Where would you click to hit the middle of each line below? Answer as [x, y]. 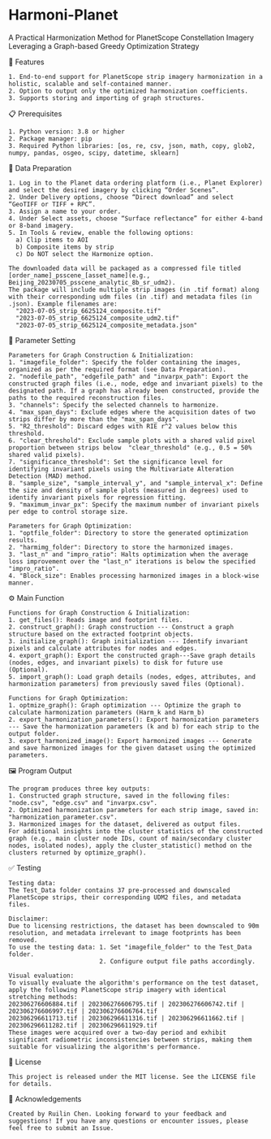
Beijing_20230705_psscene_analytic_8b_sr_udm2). [92, 282]
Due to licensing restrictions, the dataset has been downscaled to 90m [134, 926]
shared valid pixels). [47, 454]
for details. [30, 1084]
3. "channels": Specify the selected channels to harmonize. [114, 405]
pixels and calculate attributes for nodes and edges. [103, 648]
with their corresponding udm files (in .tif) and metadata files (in [130, 297]
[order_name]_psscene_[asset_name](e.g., [80, 275]
